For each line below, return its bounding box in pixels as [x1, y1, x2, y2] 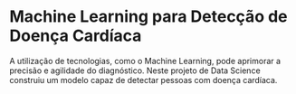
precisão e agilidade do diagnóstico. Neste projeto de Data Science [9, 65, 261, 76]
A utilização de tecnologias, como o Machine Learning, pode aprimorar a [9, 55, 282, 66]
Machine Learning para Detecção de [9, 6, 288, 27]
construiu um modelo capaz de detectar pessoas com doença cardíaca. [9, 74, 278, 85]
